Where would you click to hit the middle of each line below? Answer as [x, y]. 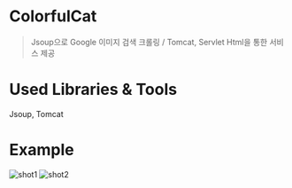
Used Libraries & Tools [93, 90]
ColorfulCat [53, 16]
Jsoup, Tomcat [36, 114]
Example [42, 150]
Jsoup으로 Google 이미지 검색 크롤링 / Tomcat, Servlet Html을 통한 [149, 42]
